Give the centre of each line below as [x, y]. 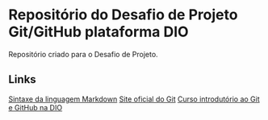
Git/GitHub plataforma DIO [98, 32]
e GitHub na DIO [36, 107]
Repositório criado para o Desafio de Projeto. [84, 54]
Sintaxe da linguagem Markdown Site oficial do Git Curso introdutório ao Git [134, 99]
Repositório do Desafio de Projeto [123, 15]
